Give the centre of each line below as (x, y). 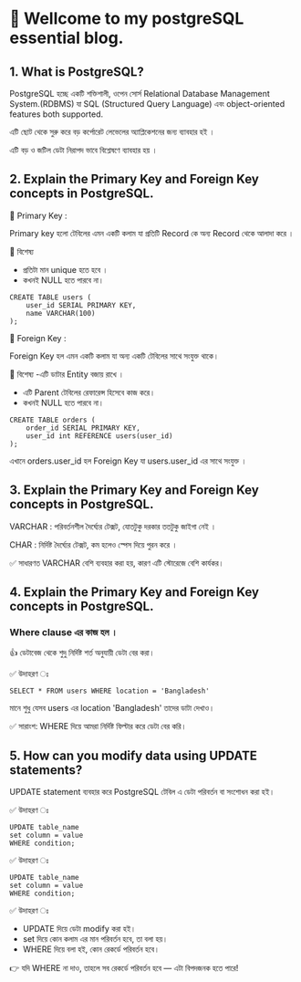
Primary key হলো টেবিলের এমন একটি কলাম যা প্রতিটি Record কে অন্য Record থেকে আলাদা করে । (152, 233)
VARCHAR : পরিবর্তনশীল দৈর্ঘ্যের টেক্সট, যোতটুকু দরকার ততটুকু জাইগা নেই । (113, 526)
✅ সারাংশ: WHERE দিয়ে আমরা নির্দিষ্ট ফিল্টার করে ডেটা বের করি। (98, 726)
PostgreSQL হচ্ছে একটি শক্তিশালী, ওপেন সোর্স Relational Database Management (140, 94)
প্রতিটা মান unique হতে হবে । (65, 269)
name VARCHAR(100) (61, 313)
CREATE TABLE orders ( (52, 420)
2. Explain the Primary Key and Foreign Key (135, 179)
